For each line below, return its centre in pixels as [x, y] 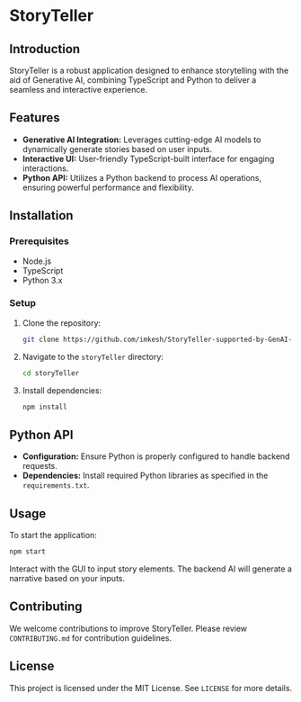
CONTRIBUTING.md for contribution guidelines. [91, 638]
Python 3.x [42, 280]
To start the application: [53, 535]
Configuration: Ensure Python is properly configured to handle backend [156, 456]
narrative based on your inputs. [67, 578]
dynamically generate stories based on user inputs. [117, 148]
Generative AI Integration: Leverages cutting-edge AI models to [142, 139]
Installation [41, 216]
